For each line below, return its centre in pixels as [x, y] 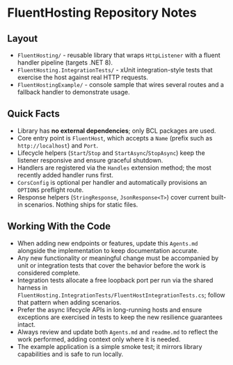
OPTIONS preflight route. [50, 190]
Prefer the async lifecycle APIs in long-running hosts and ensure [110, 309]
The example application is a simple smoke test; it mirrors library [110, 346]
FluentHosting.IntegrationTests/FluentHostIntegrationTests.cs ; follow [121, 295]
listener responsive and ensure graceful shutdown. [90, 160]
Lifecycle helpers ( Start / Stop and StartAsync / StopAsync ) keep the [111, 153]
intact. [26, 324]
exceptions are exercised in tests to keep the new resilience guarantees [120, 317]
